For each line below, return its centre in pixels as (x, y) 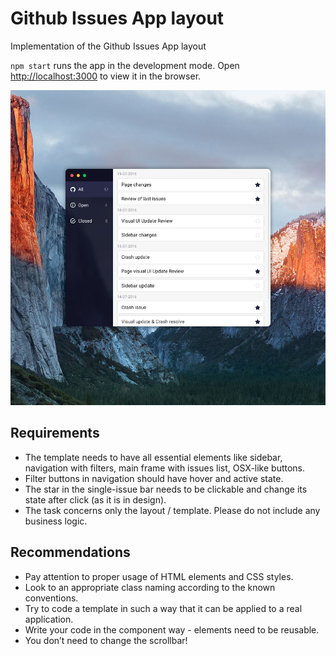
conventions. (51, 598)
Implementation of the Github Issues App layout (108, 46)
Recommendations (70, 552)
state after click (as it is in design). (95, 499)
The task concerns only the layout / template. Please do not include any (172, 510)
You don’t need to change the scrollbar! (106, 640)
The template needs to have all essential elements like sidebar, (153, 457)
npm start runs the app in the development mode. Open (125, 65)
